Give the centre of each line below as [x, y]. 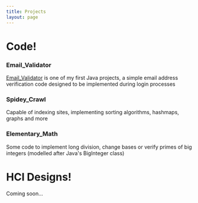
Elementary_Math [32, 134]
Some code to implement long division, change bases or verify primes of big [99, 147]
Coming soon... [25, 194]
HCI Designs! [39, 177]
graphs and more [27, 118]
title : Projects [26, 12]
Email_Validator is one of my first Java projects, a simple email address [92, 78]
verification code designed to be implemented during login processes [91, 84]
